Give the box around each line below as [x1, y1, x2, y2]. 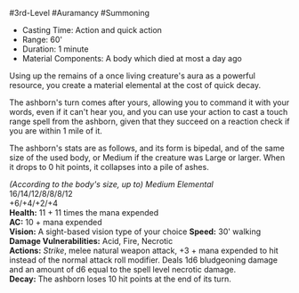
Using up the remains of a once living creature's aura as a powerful [9, 70, 256, 81]
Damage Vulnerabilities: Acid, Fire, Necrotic [9, 236, 174, 246]
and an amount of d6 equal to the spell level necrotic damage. [9, 265, 237, 274]
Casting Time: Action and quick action [21, 25, 163, 35]
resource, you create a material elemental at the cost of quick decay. [9, 80, 261, 90]
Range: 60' [21, 35, 63, 45]
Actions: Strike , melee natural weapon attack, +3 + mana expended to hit [9, 245, 279, 256]
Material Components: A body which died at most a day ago [21, 53, 242, 63]
